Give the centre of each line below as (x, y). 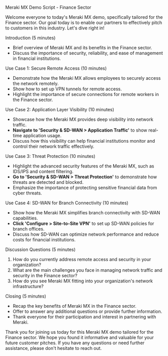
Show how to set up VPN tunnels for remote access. (67, 89)
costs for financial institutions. (44, 240)
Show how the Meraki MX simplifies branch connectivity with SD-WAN (86, 213)
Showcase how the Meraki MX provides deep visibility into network (83, 119)
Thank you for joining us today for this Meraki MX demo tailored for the (79, 332)
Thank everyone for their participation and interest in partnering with (84, 317)
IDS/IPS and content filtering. (43, 171)
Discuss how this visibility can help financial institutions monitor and (84, 141)
